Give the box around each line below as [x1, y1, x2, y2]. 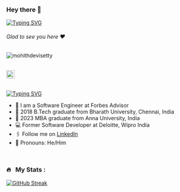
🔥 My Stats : [6, 165, 46, 174]
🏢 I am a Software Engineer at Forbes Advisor [15, 101, 129, 109]
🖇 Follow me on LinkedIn [15, 130, 78, 138]
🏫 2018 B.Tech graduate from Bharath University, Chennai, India [15, 108, 175, 115]
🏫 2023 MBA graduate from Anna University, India [15, 114, 141, 121]
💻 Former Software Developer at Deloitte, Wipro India [15, 121, 150, 129]
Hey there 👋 [6, 5, 41, 14]
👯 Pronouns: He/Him [15, 139, 67, 146]
